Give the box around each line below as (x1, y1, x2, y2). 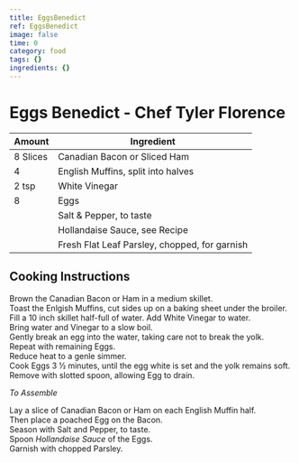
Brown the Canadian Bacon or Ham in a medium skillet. (9, 292, 213, 303)
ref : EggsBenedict (9, 22, 78, 31)
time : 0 (9, 38, 39, 48)
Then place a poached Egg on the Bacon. (9, 414, 164, 425)
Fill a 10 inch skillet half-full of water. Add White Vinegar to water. (9, 312, 251, 323)
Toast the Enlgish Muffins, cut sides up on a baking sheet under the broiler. (9, 302, 288, 313)
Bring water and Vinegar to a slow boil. (9, 321, 153, 332)
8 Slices (14, 150, 48, 162)
